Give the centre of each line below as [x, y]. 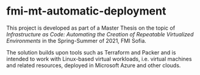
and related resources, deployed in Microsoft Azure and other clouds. [94, 65]
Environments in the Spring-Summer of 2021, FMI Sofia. [76, 41]
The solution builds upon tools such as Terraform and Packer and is [91, 52]
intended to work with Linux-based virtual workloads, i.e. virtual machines [99, 59]
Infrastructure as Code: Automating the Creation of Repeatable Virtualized [100, 34]
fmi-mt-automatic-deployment [86, 11]
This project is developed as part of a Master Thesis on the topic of [91, 28]
